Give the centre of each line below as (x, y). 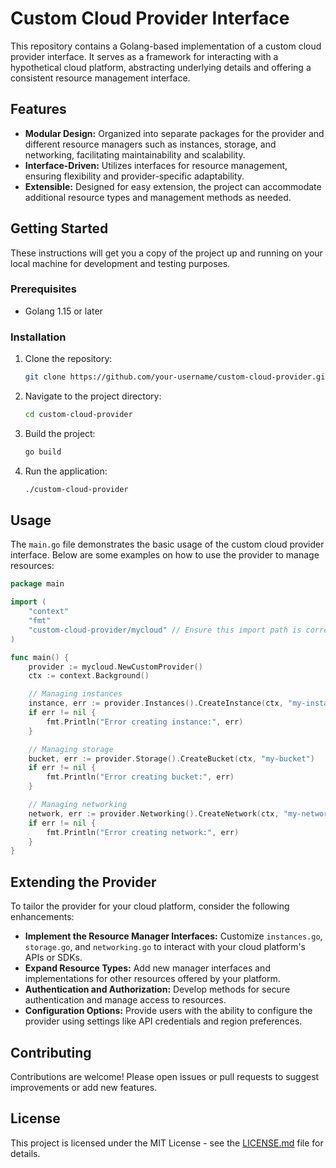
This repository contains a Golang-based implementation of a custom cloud (166, 46)
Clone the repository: (68, 359)
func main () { (40, 657)
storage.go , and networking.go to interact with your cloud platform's (165, 947)
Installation (38, 337)
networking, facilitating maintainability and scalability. (135, 154)
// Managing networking (78, 805)
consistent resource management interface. (100, 78)
